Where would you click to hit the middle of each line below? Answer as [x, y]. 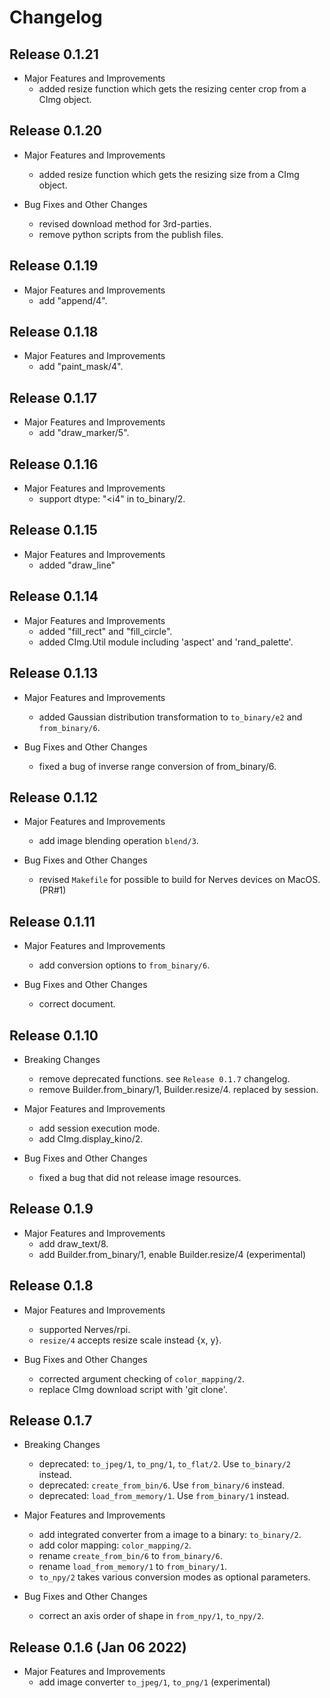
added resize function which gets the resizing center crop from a [172, 89]
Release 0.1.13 [54, 673]
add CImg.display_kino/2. [91, 1138]
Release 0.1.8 [51, 1286]
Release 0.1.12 [54, 797]
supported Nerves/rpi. [84, 1329]
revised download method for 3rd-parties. [125, 223]
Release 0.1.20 [56, 131]
